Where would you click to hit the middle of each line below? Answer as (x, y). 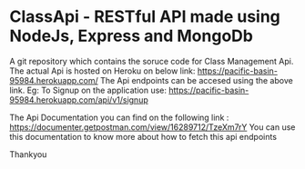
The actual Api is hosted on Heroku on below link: (102, 71)
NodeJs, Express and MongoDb (131, 36)
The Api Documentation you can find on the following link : (119, 117)
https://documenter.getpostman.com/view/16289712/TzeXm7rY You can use (152, 127)
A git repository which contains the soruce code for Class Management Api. (152, 61)
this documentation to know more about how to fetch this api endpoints (143, 136)
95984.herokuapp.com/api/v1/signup (79, 99)
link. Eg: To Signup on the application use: (88, 90)
